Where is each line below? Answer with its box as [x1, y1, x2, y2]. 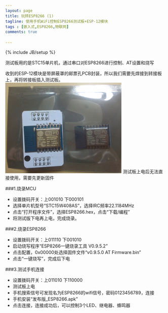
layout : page [5, 8, 33, 13]
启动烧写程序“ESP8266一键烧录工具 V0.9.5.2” [12, 243, 108, 249]
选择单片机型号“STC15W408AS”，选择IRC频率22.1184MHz [12, 202, 135, 208]
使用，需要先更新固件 [9, 175, 54, 181]
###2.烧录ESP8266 [5, 226, 47, 232]
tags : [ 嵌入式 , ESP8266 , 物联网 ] [5, 24, 69, 29]
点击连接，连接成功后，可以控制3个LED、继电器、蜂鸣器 [12, 302, 131, 308]
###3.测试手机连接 [5, 267, 45, 272]
